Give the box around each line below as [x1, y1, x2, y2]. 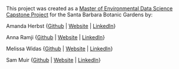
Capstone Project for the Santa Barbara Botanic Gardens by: [6, 11, 153, 18]
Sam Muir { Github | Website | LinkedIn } [6, 57, 102, 63]
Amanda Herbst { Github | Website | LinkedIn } [6, 23, 116, 29]
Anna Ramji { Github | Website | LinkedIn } [6, 34, 105, 40]
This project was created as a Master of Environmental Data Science [6, 5, 173, 12]
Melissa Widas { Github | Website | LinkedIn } [6, 45, 113, 52]
